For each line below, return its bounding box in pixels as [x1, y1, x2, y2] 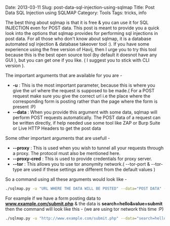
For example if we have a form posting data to [5, 195, 101, 201]
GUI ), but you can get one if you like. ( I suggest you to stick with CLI [5, 57, 150, 63]
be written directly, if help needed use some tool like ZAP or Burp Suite [12, 120, 160, 126]
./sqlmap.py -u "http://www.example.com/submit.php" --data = [5, 215, 137, 221]
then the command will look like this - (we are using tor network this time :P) [5, 206, 164, 212]
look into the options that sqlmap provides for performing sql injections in [5, 30, 158, 36]
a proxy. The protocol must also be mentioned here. [12, 150, 120, 156]
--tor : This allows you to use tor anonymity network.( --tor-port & [12, 161, 150, 167]
